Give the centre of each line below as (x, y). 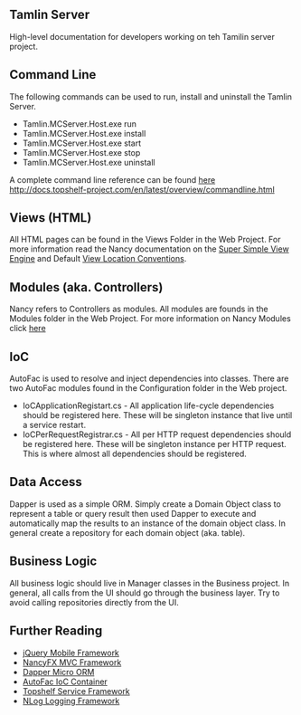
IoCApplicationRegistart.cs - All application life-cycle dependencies (148, 405)
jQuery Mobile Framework (71, 653)
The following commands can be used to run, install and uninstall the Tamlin (150, 96)
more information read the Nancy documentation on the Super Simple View (149, 249)
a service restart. (54, 425)
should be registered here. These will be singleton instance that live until (157, 415)
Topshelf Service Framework (76, 691)
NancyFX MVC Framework (72, 662)
